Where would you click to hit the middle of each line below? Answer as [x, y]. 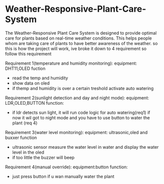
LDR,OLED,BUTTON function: [35, 103]
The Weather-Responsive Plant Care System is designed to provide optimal [81, 33]
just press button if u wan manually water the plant [63, 176]
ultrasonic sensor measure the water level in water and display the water [85, 147]
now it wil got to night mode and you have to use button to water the [81, 117]
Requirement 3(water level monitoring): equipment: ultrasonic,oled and [76, 132]
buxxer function [21, 138]
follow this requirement [28, 54]
